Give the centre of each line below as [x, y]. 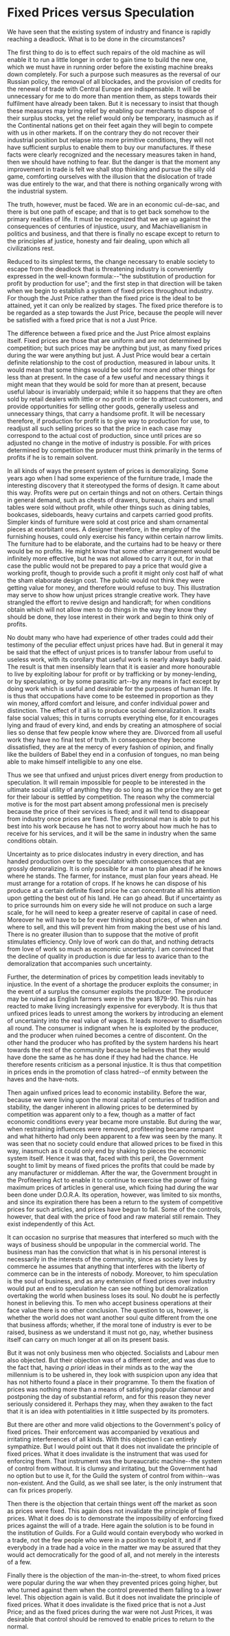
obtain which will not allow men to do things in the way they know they [107, 609]
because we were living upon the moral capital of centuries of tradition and [113, 1099]
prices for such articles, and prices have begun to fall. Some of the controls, [115, 1209]
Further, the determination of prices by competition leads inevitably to [106, 977]
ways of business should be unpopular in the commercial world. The [104, 1244]
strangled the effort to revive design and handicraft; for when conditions [109, 602]
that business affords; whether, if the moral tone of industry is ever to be [110, 1325]
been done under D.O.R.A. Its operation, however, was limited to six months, [114, 1195]
